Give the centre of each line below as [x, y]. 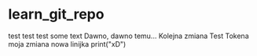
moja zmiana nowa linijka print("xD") [67, 44]
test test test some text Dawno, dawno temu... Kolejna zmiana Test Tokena [128, 36]
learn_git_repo [56, 14]
